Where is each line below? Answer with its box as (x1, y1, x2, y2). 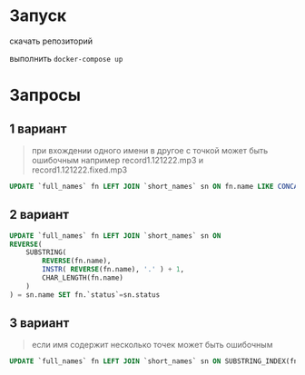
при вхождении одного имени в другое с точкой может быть (31, 144, 269, 155)
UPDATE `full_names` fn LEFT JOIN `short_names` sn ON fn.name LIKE (9, 182, 274, 191)
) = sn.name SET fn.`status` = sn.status (9, 290, 161, 300)
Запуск (9, 5, 67, 26)
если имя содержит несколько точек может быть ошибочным (31, 340, 273, 350)
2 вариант (9, 207, 70, 222)
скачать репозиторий (9, 35, 93, 46)
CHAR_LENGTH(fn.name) (42, 273, 124, 282)
